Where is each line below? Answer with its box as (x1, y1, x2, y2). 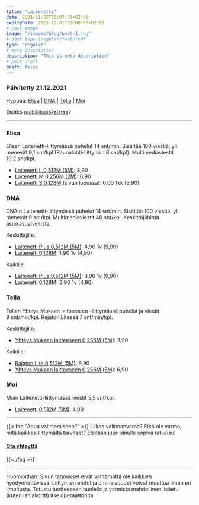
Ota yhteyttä (6, 443, 38, 450)
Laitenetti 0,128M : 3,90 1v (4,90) (14, 279, 94, 286)
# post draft (6, 58, 38, 64)
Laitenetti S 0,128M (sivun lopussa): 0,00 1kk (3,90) (14, 179, 140, 186)
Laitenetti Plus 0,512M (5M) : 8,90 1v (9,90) (14, 273, 118, 280)
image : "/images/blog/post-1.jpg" (6, 31, 92, 37)
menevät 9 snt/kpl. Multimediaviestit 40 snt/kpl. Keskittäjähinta (6, 214, 160, 221)
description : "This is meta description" (6, 53, 110, 59)
